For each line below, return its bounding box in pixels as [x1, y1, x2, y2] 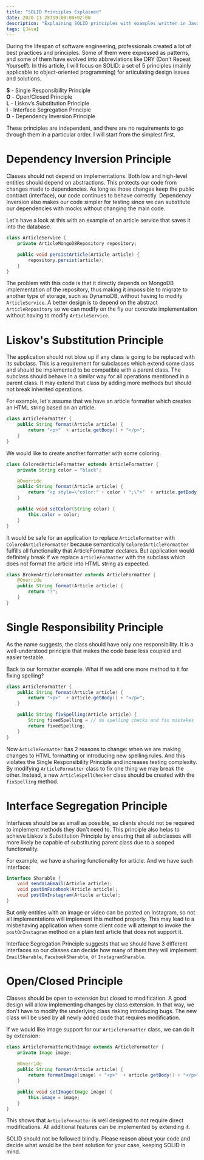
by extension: [6, 1032, 41, 1039]
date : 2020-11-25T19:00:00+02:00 [6, 15, 91, 21]
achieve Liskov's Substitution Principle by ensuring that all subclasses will [6, 832, 191, 840]
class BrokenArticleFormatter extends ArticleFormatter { [6, 571, 156, 578]
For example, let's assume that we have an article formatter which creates [6, 397, 191, 405]
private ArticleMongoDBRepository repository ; [17, 241, 137, 247]
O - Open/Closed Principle [6, 93, 73, 101]
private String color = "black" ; [17, 467, 102, 473]
